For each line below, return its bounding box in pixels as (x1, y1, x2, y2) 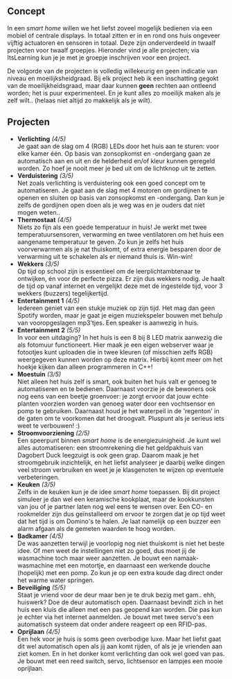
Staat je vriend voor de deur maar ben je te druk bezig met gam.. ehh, (17, 590, 216, 599)
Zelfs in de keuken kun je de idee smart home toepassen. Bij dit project (17, 487, 220, 496)
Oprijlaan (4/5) (17, 627, 61, 635)
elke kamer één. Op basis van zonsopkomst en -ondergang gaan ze (17, 149, 211, 158)
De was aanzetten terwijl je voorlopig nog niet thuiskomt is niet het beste (17, 539, 225, 547)
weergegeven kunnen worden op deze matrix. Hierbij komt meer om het (17, 355, 223, 363)
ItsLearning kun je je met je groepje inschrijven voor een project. (7, 53, 191, 62)
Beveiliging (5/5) (17, 583, 66, 591)
